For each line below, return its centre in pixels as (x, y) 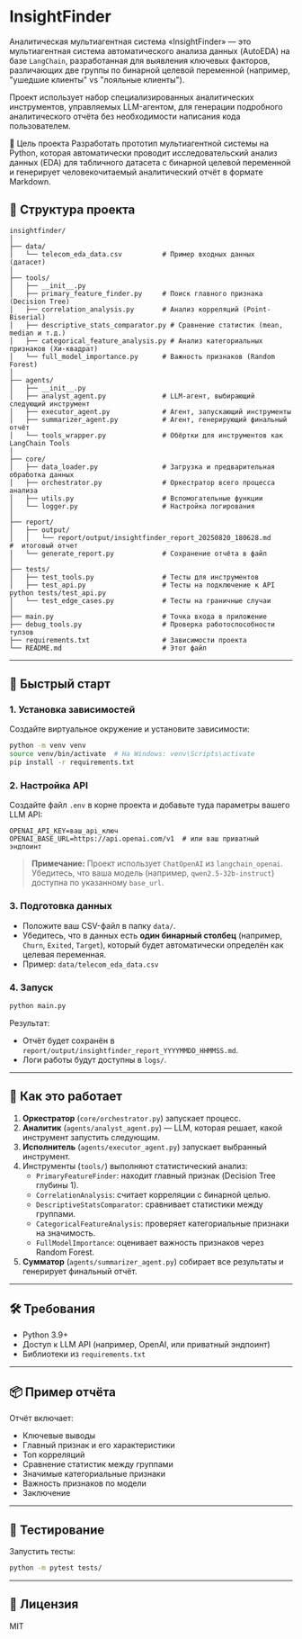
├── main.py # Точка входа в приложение (138, 617)
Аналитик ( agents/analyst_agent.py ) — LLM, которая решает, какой (152, 1128)
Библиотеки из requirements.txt (84, 1354)
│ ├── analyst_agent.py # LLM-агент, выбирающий (132, 396)
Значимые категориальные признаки (94, 1474)
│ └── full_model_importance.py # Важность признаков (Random (142, 356)
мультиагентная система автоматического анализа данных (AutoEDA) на (150, 50)
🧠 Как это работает (66, 1097)
